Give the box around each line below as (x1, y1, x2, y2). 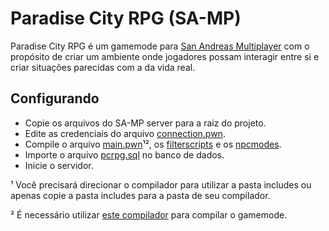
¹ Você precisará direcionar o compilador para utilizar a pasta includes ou (10, 178, 312, 191)
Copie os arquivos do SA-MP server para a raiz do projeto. (24, 117, 267, 129)
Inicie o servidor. (24, 159, 94, 171)
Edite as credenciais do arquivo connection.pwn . (24, 127, 226, 139)
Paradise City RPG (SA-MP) (10, 7, 242, 30)
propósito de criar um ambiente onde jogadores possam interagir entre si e (10, 50, 320, 62)
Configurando (10, 90, 100, 107)
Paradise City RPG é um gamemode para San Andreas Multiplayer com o (10, 40, 310, 52)
